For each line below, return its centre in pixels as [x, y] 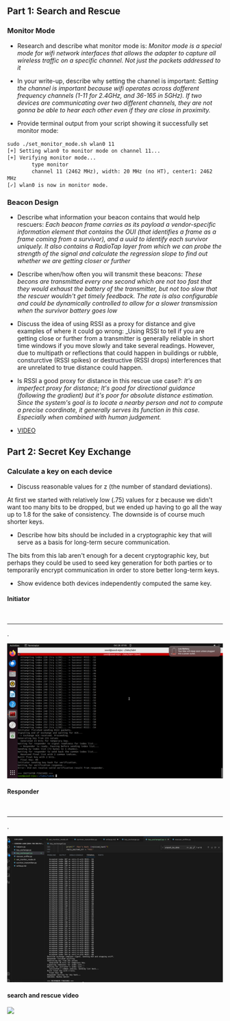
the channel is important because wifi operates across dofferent [108, 88]
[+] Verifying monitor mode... [52, 158]
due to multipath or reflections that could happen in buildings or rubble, [118, 353]
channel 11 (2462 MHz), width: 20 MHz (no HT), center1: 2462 [122, 171]
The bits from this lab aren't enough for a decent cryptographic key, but [108, 555]
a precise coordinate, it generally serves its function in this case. [108, 410]
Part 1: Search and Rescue [64, 11]
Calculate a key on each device [60, 471]
